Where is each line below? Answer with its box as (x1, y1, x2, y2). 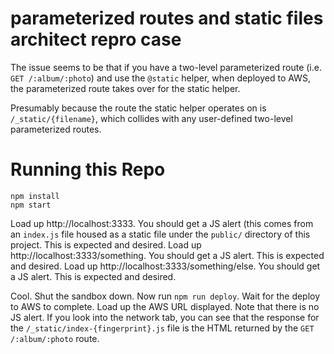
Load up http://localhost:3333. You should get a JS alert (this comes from (10, 217, 314, 229)
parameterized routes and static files (10, 7, 324, 30)
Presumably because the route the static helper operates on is (10, 102, 267, 114)
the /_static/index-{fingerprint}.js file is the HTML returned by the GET (10, 322, 315, 334)
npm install (10, 191, 60, 201)
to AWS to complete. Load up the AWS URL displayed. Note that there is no (10, 300, 320, 312)
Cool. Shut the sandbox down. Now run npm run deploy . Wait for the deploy (10, 290, 321, 302)
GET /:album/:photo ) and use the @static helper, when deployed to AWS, (10, 72, 311, 84)
